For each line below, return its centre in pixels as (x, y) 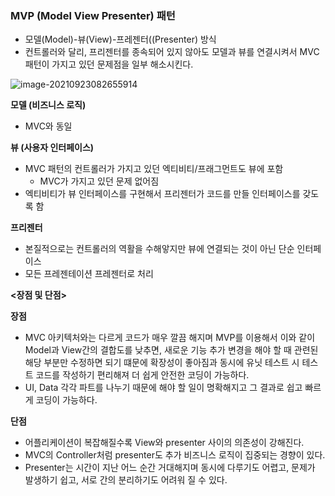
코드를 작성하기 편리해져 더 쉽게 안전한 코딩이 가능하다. (142, 375)
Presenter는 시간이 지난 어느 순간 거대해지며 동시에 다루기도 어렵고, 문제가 (170, 468)
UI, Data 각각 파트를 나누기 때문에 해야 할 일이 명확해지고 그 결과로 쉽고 (163, 388)
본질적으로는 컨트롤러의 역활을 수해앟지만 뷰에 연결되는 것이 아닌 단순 (159, 249)
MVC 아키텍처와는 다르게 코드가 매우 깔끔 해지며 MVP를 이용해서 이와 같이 (170, 338)
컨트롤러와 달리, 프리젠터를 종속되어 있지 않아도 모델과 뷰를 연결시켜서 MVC (172, 52)
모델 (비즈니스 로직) (48, 105)
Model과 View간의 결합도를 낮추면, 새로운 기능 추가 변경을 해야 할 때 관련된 (171, 350)
